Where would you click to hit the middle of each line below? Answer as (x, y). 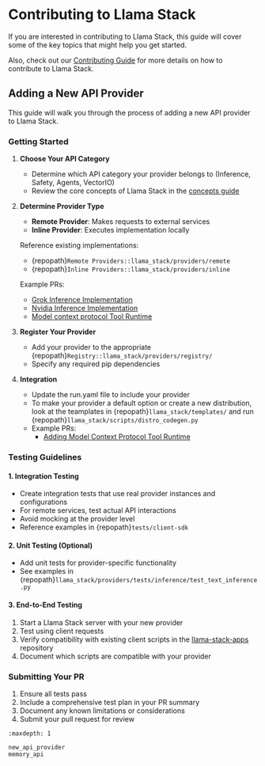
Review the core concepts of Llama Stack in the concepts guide (135, 191)
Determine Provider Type (62, 207)
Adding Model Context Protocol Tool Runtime (117, 437)
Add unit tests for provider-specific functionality (98, 563)
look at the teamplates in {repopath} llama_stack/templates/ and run (143, 411)
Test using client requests (62, 631)
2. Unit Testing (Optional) (51, 545)
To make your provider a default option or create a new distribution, (142, 403)
